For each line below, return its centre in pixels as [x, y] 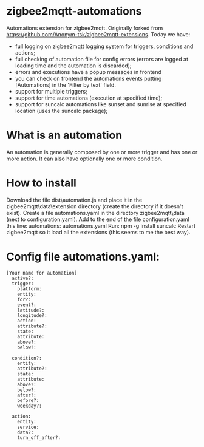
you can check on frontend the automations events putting [88, 78]
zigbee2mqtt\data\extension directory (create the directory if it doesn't [95, 206]
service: [28, 427]
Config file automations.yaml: [83, 257]
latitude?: [31, 310]
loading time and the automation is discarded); [73, 66]
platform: [30, 289]
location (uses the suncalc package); [61, 111]
